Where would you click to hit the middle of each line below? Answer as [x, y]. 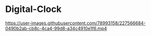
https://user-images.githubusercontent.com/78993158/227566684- [75, 23]
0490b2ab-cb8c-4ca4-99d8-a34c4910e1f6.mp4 [56, 28]
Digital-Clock [33, 9]
